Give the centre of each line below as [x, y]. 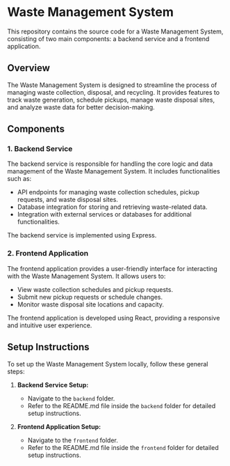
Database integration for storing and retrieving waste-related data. [112, 207]
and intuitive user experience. [50, 325]
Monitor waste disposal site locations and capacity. [91, 304]
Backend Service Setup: [53, 385]
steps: [16, 371]
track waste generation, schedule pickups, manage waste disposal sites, [111, 100]
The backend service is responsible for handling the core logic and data [110, 164]
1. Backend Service [40, 149]
